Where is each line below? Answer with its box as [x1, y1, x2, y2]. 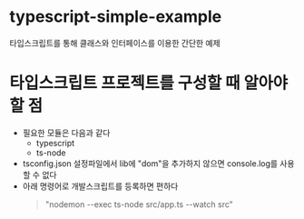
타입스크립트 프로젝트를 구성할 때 [9, 73, 240, 94]
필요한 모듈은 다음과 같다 [22, 127, 111, 138]
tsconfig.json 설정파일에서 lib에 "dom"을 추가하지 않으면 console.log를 [22, 157, 279, 169]
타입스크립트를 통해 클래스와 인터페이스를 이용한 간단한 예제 [9, 37, 221, 48]
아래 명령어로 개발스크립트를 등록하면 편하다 [22, 180, 179, 192]
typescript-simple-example [9, 6, 222, 27]
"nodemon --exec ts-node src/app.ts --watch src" [44, 198, 234, 210]
